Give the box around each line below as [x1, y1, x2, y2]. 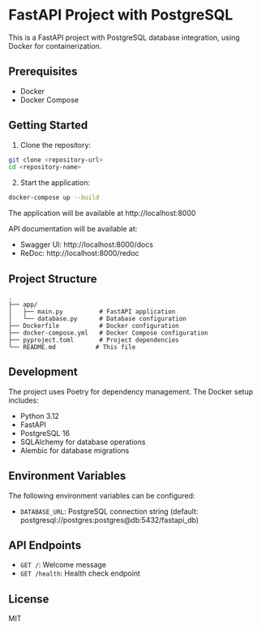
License [8, 592, 49, 606]
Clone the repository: [19, 140, 92, 149]
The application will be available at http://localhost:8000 [8, 209, 196, 218]
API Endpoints [8, 538, 82, 553]
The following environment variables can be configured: [8, 490, 196, 500]
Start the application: [19, 178, 91, 188]
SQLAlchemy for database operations [19, 437, 146, 447]
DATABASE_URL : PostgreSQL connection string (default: [19, 506, 199, 516]
